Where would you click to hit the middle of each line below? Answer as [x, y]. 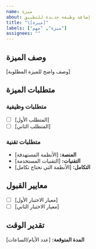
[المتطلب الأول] [32, 119]
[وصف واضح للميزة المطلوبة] [38, 71]
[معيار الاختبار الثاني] [37, 206]
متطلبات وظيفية [27, 107]
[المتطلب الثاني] [33, 126]
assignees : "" [24, 34]
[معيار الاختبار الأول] [36, 200]
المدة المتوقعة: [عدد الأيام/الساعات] [45, 240]
